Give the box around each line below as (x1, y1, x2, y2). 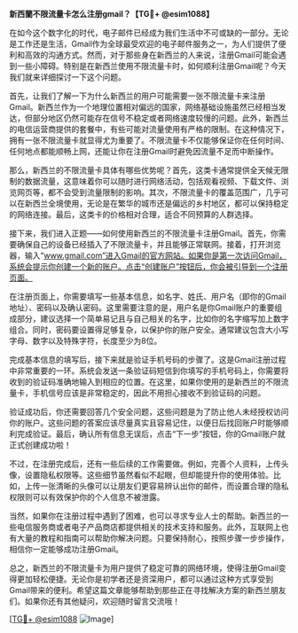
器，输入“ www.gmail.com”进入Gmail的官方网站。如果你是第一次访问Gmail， (9, 250, 287, 261)
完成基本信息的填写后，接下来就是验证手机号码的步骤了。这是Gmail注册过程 (9, 355, 286, 364)
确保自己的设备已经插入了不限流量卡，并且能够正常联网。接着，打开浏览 (16, 239, 281, 249)
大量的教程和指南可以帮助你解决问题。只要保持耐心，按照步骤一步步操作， (16, 533, 289, 543)
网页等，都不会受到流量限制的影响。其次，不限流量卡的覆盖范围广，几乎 (16, 187, 281, 198)
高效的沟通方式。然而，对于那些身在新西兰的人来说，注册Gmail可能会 (24, 50, 279, 60)
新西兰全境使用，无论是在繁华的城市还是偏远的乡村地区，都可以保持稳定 (24, 199, 289, 208)
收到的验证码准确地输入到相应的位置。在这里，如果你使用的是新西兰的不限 (9, 377, 281, 387)
